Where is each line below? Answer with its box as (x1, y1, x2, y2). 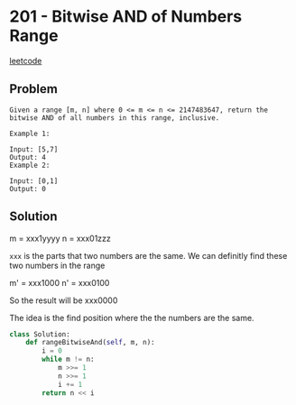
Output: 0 (9, 184, 47, 193)
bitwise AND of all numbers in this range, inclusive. (9, 113, 220, 123)
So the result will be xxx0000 (9, 295, 118, 306)
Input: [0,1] (9, 176, 59, 186)
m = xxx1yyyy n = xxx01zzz (9, 233, 111, 244)
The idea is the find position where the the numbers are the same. (9, 312, 254, 323)
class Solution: (9, 329, 70, 339)
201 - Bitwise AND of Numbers (9, 6, 243, 27)
